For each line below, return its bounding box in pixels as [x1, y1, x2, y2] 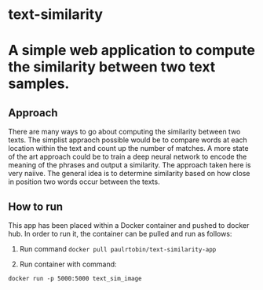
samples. [8, 75, 70, 93]
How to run [8, 200, 64, 213]
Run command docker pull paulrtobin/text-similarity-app [19, 244, 217, 253]
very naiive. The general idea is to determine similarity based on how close [8, 169, 250, 178]
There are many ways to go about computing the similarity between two [8, 127, 241, 137]
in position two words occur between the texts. [8, 177, 160, 186]
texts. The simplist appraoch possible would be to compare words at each [8, 135, 247, 145]
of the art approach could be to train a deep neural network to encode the [8, 152, 247, 162]
